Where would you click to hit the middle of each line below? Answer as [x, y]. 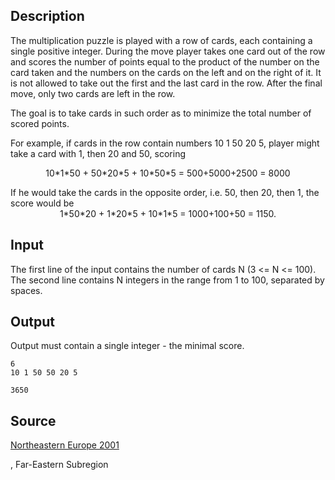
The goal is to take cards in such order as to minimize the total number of [161, 113]
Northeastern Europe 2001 [65, 445]
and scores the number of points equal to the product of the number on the [165, 61]
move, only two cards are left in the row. [93, 93]
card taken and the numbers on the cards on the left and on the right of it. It [166, 72]
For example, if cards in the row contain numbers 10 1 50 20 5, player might [165, 143]
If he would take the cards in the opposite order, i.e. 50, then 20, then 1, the [165, 192]
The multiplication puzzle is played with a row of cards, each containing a [161, 40]
